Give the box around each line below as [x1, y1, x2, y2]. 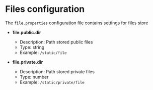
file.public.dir [12, 29, 41, 35]
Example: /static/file [19, 49, 67, 55]
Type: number [19, 74, 49, 80]
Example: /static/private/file [19, 79, 85, 85]
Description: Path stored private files [19, 68, 95, 75]
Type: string [19, 44, 45, 50]
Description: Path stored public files [19, 39, 93, 45]
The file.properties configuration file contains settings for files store [5, 20, 149, 26]
